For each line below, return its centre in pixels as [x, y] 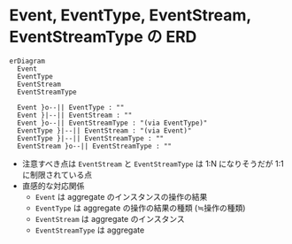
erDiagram [27, 61]
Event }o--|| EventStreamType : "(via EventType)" [112, 123]
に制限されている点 [57, 174]
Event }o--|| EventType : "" [71, 107]
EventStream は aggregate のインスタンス [110, 218]
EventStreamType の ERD [103, 37]
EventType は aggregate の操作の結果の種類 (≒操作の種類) [140, 208]
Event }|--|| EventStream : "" [75, 115]
